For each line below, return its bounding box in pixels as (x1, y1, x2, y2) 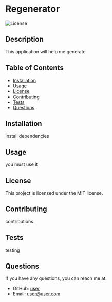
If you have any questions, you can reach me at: (5, 275, 107, 281)
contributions (5, 218, 33, 224)
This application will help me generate (5, 48, 86, 54)
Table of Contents (5, 64, 64, 72)
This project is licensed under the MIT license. (5, 190, 103, 196)
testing (5, 247, 20, 253)
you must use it (5, 161, 38, 167)
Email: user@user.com (12, 291, 61, 297)
